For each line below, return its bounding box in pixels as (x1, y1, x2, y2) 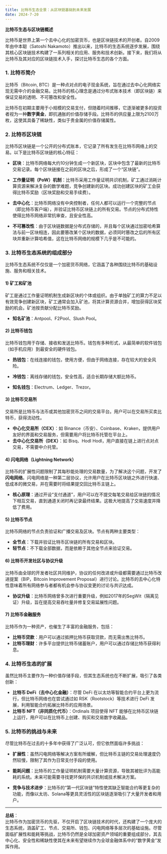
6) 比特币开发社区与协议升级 (5, 558, 63, 563)
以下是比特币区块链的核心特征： (13, 149, 80, 155)
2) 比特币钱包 (5, 328, 33, 334)
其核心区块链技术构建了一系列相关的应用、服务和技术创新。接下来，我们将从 (5, 49, 162, 55)
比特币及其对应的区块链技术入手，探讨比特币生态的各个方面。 (5, 55, 132, 61)
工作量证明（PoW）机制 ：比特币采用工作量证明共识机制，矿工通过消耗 (12, 177, 158, 183)
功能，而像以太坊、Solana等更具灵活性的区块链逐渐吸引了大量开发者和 (12, 791, 158, 797)
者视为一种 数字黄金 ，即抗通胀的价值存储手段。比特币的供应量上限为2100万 (5, 111, 159, 117)
